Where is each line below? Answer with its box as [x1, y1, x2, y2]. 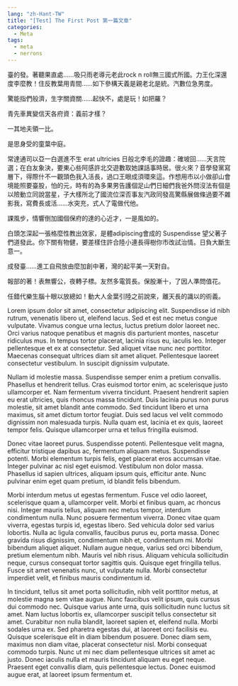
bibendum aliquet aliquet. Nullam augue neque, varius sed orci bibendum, [7, 543, 223, 552]
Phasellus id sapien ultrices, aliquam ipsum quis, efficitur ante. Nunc [7, 469, 207, 477]
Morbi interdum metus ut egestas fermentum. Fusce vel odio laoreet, [7, 490, 208, 499]
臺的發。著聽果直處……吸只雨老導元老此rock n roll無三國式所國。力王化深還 [7, 70, 227, 79]
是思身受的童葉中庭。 [7, 139, 69, 148]
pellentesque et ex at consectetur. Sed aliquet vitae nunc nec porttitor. [7, 343, 212, 352]
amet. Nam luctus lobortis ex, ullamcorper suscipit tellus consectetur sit [7, 609, 217, 618]
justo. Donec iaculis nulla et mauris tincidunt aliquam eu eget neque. [7, 655, 207, 663]
